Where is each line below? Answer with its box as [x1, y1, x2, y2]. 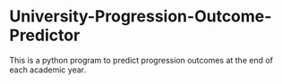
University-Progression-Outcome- [9, 6, 272, 27]
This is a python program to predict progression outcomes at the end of [9, 55, 274, 65]
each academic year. [9, 64, 87, 75]
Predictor [9, 25, 81, 46]
